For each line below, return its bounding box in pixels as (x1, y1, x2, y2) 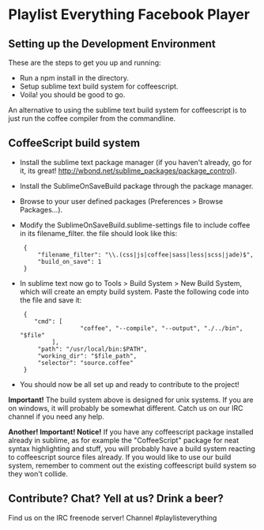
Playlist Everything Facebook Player (8, 6, 251, 24)
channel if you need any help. (8, 412, 105, 421)
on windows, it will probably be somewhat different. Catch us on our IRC (8, 403, 243, 412)
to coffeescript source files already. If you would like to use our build (8, 452, 232, 461)
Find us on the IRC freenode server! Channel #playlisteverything (8, 513, 217, 522)
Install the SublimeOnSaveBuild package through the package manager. (19, 181, 254, 190)
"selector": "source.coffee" (37, 359, 134, 366)
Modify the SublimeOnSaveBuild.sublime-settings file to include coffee (19, 220, 251, 230)
